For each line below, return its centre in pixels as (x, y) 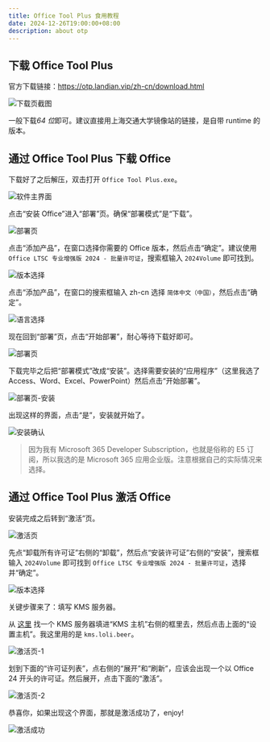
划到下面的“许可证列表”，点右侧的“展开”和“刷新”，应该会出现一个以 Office (131, 668)
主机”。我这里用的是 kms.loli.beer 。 (77, 634)
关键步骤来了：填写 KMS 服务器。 (64, 607)
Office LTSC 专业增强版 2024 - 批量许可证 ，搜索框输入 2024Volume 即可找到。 (133, 258)
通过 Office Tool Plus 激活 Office (90, 497)
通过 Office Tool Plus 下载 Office (90, 158)
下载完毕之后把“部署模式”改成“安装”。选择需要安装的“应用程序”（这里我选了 (134, 371)
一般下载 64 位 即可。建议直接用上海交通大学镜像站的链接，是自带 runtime (130, 121)
